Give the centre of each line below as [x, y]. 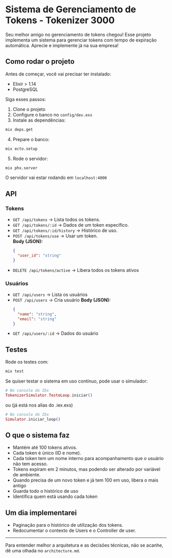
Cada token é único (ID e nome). [47, 453]
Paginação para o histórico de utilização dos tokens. [68, 525]
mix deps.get [19, 129]
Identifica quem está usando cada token [55, 496]
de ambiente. [27, 475]
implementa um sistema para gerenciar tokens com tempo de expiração [81, 40]
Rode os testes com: [27, 362]
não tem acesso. [30, 464]
